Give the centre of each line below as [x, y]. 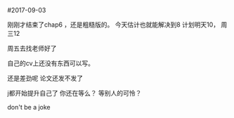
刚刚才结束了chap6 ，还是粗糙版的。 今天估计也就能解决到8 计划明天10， [113, 25]
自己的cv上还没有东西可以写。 [51, 63]
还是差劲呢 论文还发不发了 [45, 78]
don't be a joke [29, 107]
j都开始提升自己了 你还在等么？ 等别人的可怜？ [74, 93]
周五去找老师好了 [32, 48]
